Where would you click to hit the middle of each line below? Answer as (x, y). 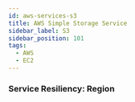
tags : (17, 46)
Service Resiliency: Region (61, 88)
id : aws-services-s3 (43, 16)
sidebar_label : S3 (39, 31)
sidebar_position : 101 (46, 38)
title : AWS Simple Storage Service (68, 23)
